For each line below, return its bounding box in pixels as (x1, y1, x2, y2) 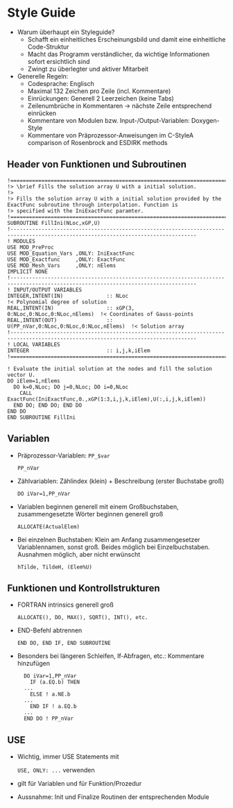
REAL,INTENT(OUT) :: (7, 317, 113, 323)
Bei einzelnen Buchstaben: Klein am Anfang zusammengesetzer (17, 535, 200, 544)
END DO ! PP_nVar (24, 715, 74, 723)
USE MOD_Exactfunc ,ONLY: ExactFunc (7, 255, 126, 263)
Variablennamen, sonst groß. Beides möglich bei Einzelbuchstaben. (17, 543, 210, 551)
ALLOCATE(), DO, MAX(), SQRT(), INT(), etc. (17, 614, 148, 621)
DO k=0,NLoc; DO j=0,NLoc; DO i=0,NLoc (13, 383, 129, 390)
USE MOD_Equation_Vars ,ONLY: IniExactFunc (7, 250, 135, 257)
